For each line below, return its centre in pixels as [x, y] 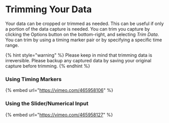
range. [12, 45]
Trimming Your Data [49, 9]
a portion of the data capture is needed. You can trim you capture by [78, 29]
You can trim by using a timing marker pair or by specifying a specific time [84, 40]
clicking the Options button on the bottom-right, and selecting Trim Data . [82, 34]
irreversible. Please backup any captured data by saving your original [78, 60]
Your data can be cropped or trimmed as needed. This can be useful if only [84, 23]
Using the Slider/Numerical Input [47, 104]
